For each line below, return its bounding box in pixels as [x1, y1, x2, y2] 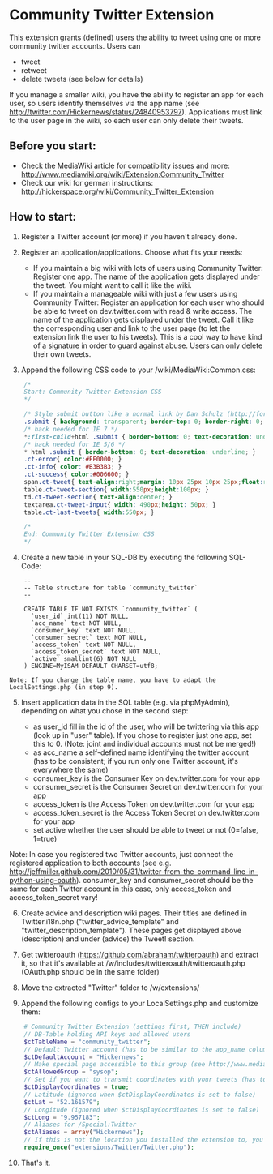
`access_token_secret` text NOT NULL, [30, 648, 162, 656]
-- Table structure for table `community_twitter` [23, 584, 198, 593]
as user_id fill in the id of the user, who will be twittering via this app [32, 722, 260, 731]
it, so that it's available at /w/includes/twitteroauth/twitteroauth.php [20, 958, 245, 968]
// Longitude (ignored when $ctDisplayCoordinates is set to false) [23, 1105, 260, 1114]
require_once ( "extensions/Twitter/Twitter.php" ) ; [23, 1143, 195, 1152]
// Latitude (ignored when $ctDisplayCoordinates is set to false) [23, 1090, 256, 1099]
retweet [20, 65, 47, 75]
